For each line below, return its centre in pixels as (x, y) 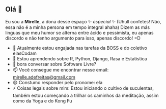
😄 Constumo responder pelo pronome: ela (58, 82)
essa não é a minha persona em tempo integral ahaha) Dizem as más (78, 27)
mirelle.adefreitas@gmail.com (44, 77)
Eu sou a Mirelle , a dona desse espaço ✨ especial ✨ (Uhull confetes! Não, (83, 21)
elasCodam (24, 53)
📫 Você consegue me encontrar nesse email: (61, 69)
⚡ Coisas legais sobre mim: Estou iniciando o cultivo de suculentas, (83, 88)
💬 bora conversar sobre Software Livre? (54, 64)
